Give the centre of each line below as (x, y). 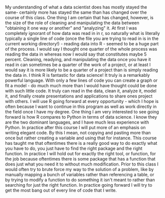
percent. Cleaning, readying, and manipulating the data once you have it (78, 59)
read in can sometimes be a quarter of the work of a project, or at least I (78, 65)
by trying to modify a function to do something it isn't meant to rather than (80, 180)
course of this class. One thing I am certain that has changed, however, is (79, 17)
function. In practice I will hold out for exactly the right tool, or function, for (81, 154)
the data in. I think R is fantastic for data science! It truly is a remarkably (78, 75)
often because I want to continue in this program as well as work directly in (81, 106)
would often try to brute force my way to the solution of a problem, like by (79, 169)
